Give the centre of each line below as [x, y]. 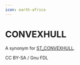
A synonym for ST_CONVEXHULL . [40, 48]
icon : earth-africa [25, 10]
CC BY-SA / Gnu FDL [27, 58]
